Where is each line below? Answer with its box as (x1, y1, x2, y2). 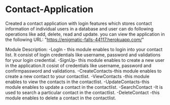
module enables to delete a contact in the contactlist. (5, 95, 116, 101)
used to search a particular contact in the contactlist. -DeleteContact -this (5, 89, 160, 95)
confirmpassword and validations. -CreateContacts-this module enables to (5, 67, 162, 74)
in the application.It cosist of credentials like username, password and (5, 62, 152, 68)
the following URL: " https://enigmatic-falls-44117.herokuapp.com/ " (5, 37, 144, 43)
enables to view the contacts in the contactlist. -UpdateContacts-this (5, 79, 150, 85)
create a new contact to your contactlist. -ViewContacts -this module (5, 73, 150, 79)
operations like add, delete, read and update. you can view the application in (5, 31, 165, 37)
